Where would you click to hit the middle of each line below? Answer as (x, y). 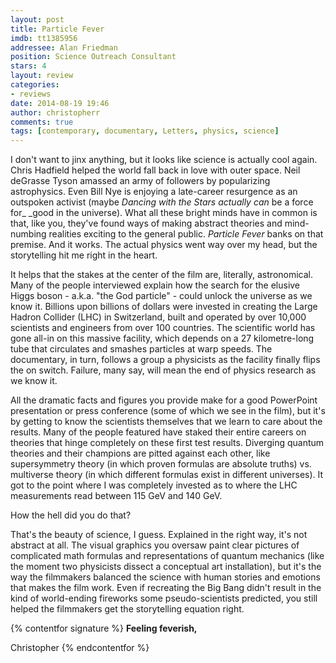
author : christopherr (55, 112)
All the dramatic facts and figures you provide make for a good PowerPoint (164, 400)
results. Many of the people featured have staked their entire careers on (158, 432)
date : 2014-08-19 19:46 (60, 103)
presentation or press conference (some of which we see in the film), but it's (168, 411)
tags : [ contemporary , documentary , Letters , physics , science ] (145, 131)
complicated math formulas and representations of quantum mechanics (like (167, 556)
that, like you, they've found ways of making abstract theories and (146, 223)
